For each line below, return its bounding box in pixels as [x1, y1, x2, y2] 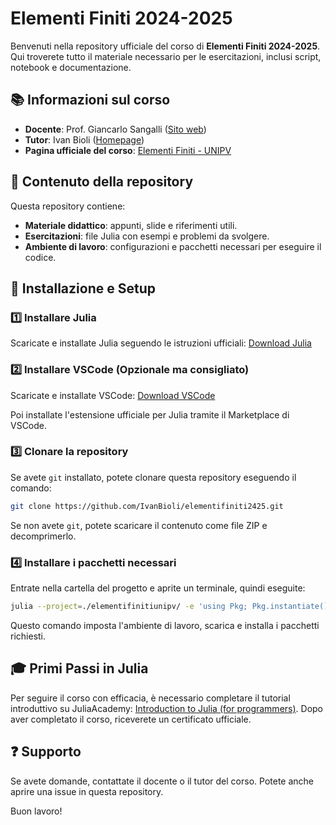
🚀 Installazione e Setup [10, 280, 156, 297]
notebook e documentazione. [10, 61, 132, 73]
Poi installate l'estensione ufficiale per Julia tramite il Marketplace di [10, 408, 290, 421]
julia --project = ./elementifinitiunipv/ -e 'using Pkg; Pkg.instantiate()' [10, 602, 333, 612]
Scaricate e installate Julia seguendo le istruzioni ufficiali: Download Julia [10, 337, 312, 349]
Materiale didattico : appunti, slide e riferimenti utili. [24, 219, 238, 231]
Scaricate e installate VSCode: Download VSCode [10, 389, 216, 401]
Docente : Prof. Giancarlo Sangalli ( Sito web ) [24, 123, 207, 135]
